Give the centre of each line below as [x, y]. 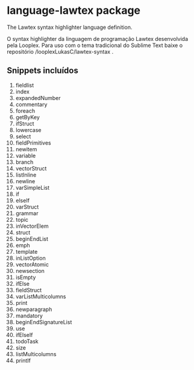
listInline [26, 175]
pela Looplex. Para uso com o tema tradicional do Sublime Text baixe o [95, 45]
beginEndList [32, 239]
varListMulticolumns [41, 296]
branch [24, 162]
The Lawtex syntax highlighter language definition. [70, 27]
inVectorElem [32, 226]
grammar [27, 213]
